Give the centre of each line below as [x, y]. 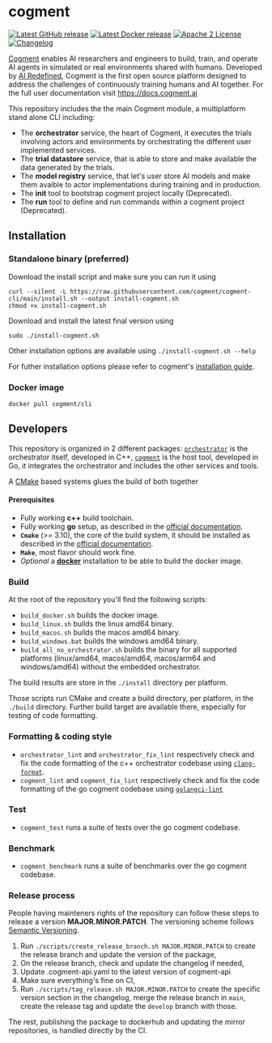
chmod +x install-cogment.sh [57, 306]
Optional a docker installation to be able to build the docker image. [131, 561]
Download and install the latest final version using [91, 321]
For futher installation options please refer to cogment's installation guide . [132, 366]
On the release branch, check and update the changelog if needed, [132, 964]
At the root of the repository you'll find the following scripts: [108, 600]
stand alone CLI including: [52, 117]
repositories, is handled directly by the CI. [78, 1031]
